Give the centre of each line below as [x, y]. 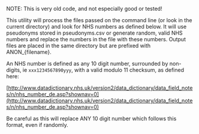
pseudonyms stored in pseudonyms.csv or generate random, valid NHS [94, 33]
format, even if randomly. [37, 125]
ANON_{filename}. [29, 52]
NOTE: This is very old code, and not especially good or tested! [85, 9]
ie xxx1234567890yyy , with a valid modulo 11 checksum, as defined [103, 70]
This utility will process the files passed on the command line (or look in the [99, 20]
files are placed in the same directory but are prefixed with [79, 45]
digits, [14, 70]
